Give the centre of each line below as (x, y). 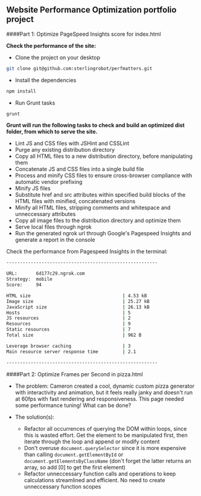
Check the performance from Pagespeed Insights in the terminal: (87, 252)
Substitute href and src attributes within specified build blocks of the (100, 195)
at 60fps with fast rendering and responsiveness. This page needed (99, 399)
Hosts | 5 (69, 313)
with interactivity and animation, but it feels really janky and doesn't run (104, 392)
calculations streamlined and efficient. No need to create (94, 480)
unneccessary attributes (45, 214)
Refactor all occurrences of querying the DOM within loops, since (105, 428)
